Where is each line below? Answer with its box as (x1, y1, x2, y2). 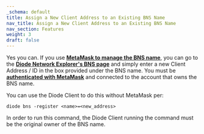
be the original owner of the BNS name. (6, 121, 106, 128)
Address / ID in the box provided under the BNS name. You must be (6, 67, 176, 74)
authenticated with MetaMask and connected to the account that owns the (6, 74, 197, 80)
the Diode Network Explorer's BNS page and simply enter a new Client (6, 60, 186, 68)
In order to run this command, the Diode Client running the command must (6, 114, 194, 121)
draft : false (6, 37, 40, 43)
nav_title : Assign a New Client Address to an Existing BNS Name (6, 20, 176, 26)
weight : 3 (6, 32, 32, 38)
